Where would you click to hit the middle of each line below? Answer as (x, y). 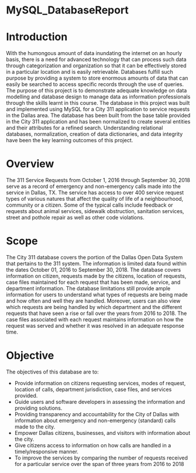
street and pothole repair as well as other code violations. (75, 218)
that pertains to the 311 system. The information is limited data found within (97, 263)
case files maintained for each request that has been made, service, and (93, 282)
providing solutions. (38, 408)
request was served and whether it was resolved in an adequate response (95, 326)
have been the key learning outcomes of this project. (70, 140)
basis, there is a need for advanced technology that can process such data (96, 60)
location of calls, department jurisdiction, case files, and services (93, 389)
